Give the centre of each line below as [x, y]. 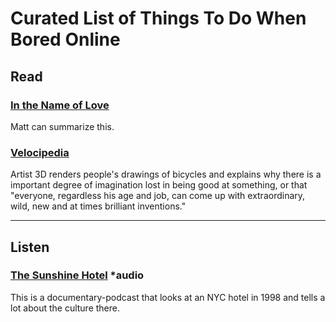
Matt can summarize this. [62, 126]
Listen [30, 247]
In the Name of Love [60, 105]
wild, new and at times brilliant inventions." [98, 206]
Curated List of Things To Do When [158, 18]
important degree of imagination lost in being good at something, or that [159, 185]
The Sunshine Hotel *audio [77, 275]
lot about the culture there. [65, 308]
